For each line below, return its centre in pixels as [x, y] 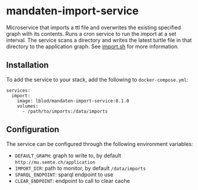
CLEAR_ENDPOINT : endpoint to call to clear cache [72, 180]
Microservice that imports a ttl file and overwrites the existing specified [94, 27]
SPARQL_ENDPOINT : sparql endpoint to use [64, 175]
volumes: [28, 106]
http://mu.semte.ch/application [55, 162]
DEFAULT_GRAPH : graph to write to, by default [68, 155]
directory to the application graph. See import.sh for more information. [92, 46]
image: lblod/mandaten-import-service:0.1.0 [73, 101]
